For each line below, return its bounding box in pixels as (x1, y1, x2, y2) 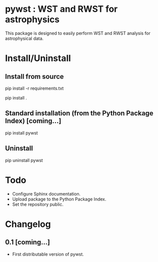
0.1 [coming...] (5, 238, 50, 247)
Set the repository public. (12, 201, 64, 207)
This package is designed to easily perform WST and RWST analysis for (5, 30, 151, 36)
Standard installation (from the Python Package (5, 109, 154, 118)
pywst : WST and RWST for (5, 3, 118, 15)
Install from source (5, 72, 64, 81)
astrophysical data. (5, 35, 44, 41)
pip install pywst (5, 130, 38, 136)
